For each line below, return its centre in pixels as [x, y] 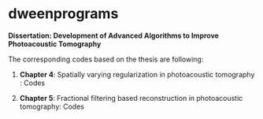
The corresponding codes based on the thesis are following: [106, 59]
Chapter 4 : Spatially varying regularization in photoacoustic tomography [137, 74]
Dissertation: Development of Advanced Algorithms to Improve [113, 35]
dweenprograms [63, 14]
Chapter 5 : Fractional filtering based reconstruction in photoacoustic [131, 98]
